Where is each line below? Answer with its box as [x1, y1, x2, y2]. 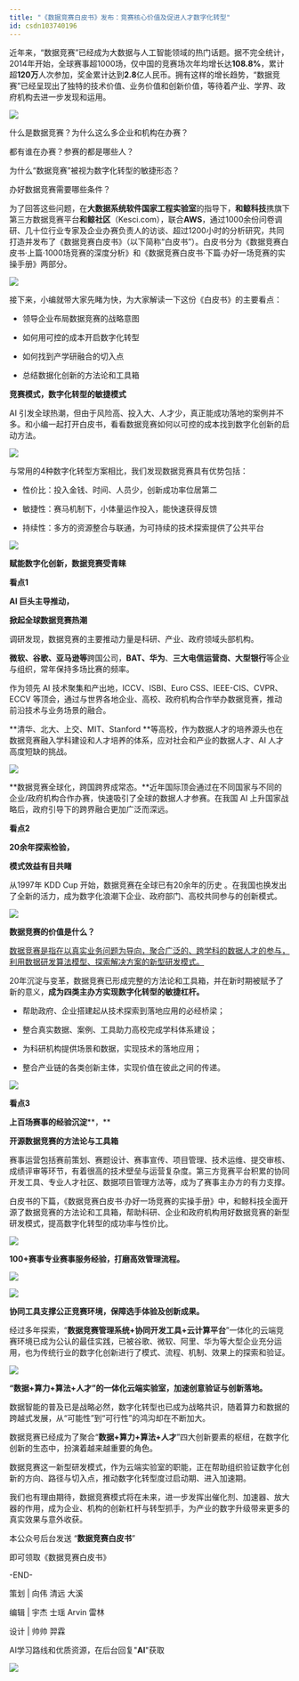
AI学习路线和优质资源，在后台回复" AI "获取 [9, 1644, 165, 1655]
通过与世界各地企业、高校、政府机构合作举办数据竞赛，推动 [63, 694, 283, 704]
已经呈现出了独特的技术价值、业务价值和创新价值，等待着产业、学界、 [20, 80, 279, 91]
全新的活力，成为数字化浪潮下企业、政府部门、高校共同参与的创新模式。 [16, 890, 282, 901]
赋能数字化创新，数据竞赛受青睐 [9, 557, 126, 568]
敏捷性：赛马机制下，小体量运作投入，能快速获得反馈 [21, 503, 218, 514]
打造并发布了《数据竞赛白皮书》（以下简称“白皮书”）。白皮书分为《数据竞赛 [9, 236, 282, 247]
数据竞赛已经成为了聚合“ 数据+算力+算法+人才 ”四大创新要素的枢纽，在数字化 [9, 1431, 289, 1442]
